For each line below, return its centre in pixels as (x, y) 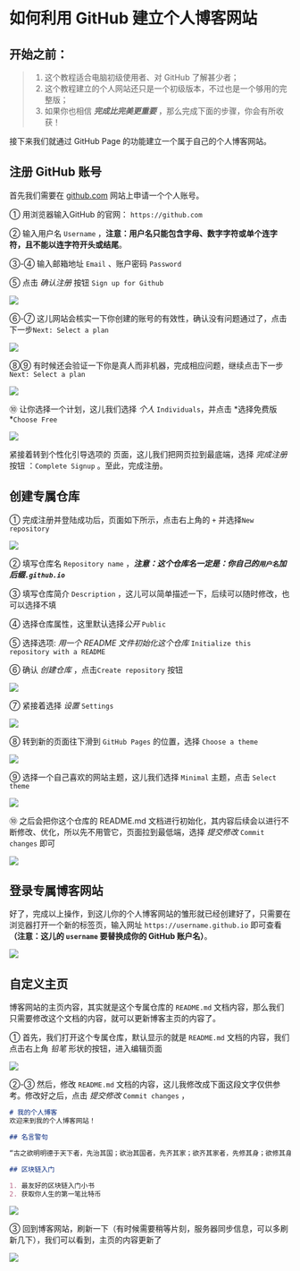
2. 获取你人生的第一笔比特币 (55, 1194)
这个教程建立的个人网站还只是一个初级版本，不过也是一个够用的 (162, 89)
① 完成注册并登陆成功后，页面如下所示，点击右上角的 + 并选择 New (132, 519)
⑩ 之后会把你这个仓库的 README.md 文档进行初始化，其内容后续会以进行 (145, 821)
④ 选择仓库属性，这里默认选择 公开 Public (88, 624)
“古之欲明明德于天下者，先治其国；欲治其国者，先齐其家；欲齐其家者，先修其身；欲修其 (147, 1153)
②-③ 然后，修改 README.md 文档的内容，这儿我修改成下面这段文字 (133, 1085)
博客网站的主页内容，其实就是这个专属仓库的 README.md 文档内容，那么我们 (147, 1007)
